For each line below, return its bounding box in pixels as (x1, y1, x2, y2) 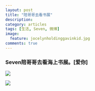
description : (5, 17, 33, 22)
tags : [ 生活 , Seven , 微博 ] (5, 27, 60, 32)
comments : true (5, 41, 38, 46)
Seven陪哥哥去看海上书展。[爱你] (5, 58, 88, 65)
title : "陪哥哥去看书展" (5, 12, 53, 17)
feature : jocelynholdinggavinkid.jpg (10, 36, 90, 41)
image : (5, 31, 19, 36)
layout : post (5, 7, 33, 13)
